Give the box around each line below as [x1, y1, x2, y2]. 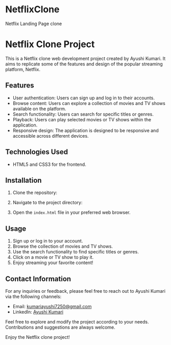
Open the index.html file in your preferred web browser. [12, 209, 131, 215]
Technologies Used [5, 147, 68, 157]
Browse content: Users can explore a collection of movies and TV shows [12, 100, 166, 106]
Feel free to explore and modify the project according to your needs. [5, 318, 149, 325]
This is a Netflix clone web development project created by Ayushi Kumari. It [5, 55, 166, 61]
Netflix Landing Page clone [5, 20, 62, 27]
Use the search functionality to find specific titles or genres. [12, 249, 139, 255]
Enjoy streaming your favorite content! [12, 260, 93, 266]
